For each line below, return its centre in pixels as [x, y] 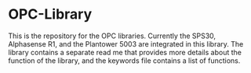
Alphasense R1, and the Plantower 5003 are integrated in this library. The [126, 43]
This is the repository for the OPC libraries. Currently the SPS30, [112, 36]
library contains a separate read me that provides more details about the [125, 52]
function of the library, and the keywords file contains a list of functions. [124, 61]
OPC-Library [50, 14]
